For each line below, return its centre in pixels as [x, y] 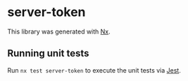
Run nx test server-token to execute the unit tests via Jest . [94, 70]
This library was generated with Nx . [59, 31]
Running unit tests [48, 53]
